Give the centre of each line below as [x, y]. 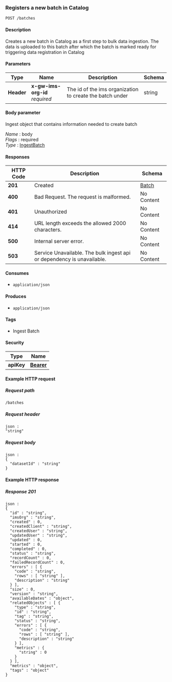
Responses [17, 157]
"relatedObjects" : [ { [35, 603]
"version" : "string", [34, 594]
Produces [16, 296]
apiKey [17, 365]
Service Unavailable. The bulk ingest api [82, 253]
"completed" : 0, [28, 549]
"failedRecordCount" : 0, [38, 562]
